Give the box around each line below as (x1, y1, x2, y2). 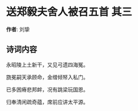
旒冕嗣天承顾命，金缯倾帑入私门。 (6, 74, 89, 81)
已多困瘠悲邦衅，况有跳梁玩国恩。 (6, 86, 89, 93)
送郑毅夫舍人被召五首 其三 (6, 5, 132, 19)
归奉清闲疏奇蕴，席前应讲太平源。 (6, 98, 89, 105)
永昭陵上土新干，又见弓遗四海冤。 (6, 61, 89, 68)
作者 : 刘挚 (6, 26, 30, 33)
